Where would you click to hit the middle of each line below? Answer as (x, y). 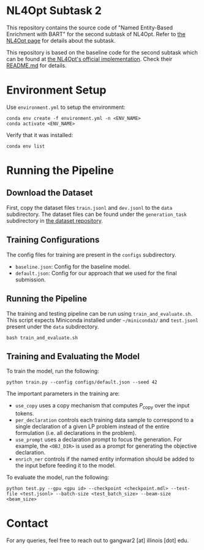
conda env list (26, 146)
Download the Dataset (50, 193)
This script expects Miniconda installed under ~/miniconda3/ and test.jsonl (102, 320)
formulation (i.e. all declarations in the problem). (76, 433)
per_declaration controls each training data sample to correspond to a (104, 420)
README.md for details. (36, 65)
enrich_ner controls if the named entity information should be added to (105, 459)
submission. (30, 280)
